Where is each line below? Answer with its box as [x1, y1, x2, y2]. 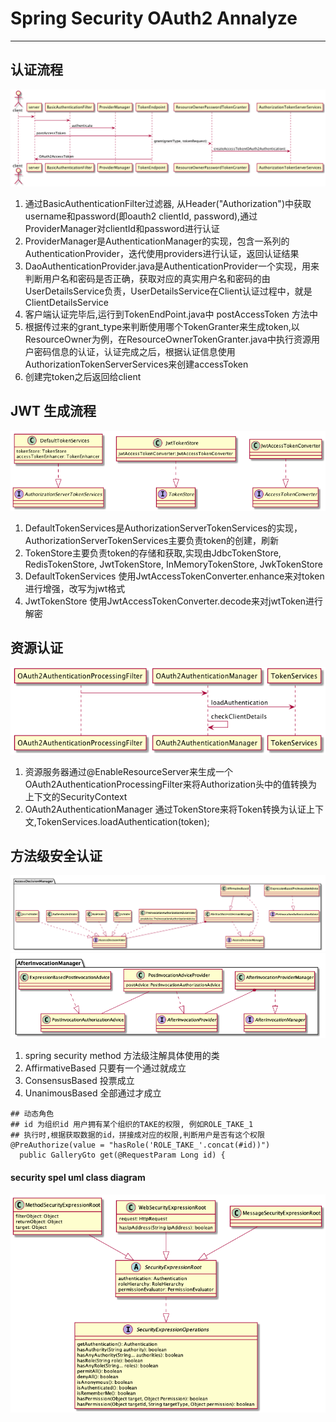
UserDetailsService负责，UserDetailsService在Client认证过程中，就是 [24, 285, 313, 297]
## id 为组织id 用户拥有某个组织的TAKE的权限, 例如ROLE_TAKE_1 [10, 1120, 254, 1130]
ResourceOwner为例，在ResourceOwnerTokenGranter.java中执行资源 [24, 333, 312, 345]
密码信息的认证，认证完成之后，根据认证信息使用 [33, 345, 236, 357]
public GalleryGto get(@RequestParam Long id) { [19, 1150, 226, 1161]
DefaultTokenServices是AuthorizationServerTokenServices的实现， [24, 522, 303, 534]
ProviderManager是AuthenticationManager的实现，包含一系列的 [24, 235, 290, 247]
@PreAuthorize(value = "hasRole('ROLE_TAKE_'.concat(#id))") [10, 1140, 271, 1151]
